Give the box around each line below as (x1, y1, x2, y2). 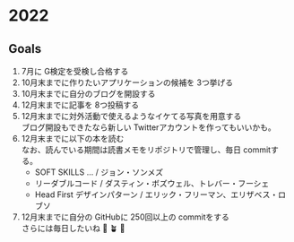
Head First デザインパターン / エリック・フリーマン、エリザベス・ (34, 189, 279, 200)
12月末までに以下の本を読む (21, 134, 125, 143)
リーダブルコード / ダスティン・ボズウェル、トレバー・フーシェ (34, 178, 270, 188)
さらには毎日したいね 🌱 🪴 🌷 (21, 223, 125, 233)
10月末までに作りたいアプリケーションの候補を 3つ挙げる (21, 77, 234, 88)
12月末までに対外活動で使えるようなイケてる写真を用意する (21, 111, 242, 121)
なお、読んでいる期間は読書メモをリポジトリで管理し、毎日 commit (21, 144, 271, 155)
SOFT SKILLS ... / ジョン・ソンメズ (34, 167, 164, 177)
